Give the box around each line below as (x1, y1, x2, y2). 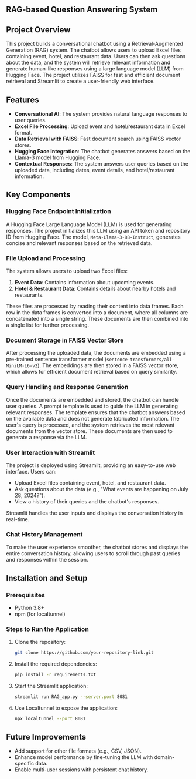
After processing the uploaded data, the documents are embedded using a (6, 350, 186, 357)
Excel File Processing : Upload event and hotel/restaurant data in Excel (14, 123, 185, 130)
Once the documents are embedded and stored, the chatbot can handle (6, 396, 180, 403)
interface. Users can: (6, 468, 57, 475)
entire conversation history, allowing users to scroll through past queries (6, 550, 180, 557)
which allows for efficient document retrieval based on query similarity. (6, 368, 177, 375)
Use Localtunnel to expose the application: (14, 704, 118, 711)
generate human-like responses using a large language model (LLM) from (6, 65, 184, 72)
